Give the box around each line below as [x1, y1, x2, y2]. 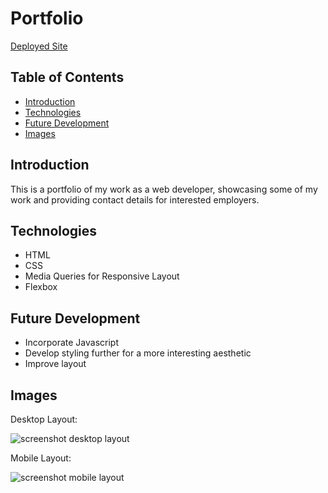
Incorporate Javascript [24, 337, 119, 349]
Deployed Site [10, 40, 68, 52]
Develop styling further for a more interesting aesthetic [24, 347, 252, 359]
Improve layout [24, 358, 87, 370]
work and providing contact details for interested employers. [10, 193, 260, 206]
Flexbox [24, 281, 58, 293]
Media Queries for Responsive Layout [24, 270, 180, 282]
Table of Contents [10, 69, 125, 86]
